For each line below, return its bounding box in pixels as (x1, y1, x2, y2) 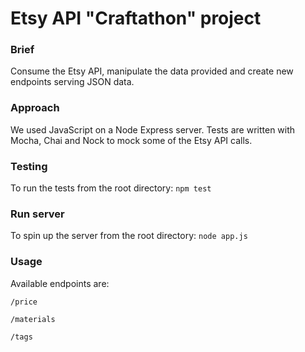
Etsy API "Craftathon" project (10, 7, 262, 30)
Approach (10, 101, 60, 115)
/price (10, 297, 38, 307)
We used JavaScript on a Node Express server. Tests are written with (10, 123, 296, 136)
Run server (10, 207, 65, 221)
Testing (10, 159, 48, 173)
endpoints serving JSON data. (10, 76, 135, 88)
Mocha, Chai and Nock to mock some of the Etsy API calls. (10, 134, 253, 146)
